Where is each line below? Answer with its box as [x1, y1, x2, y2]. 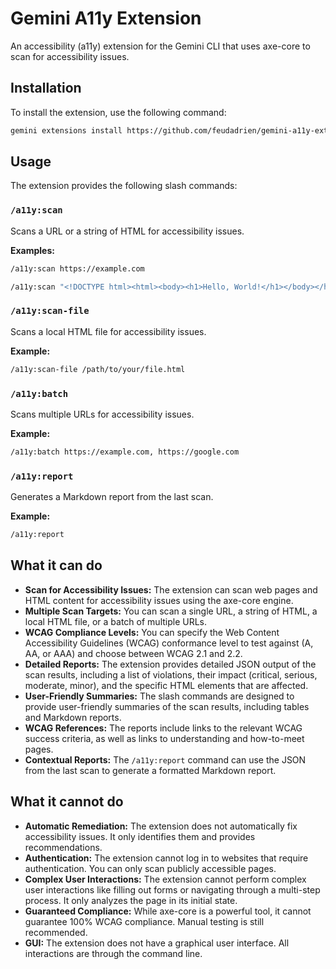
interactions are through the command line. [24, 947, 203, 959]
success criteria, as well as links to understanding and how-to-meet [24, 732, 305, 744]
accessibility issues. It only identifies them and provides [24, 830, 256, 842]
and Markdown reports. [24, 711, 122, 723]
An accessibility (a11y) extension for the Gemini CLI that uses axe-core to [10, 40, 311, 52]
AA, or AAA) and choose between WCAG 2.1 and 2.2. [24, 647, 243, 659]
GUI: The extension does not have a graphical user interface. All [24, 937, 290, 949]
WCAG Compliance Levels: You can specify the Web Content [24, 626, 280, 638]
